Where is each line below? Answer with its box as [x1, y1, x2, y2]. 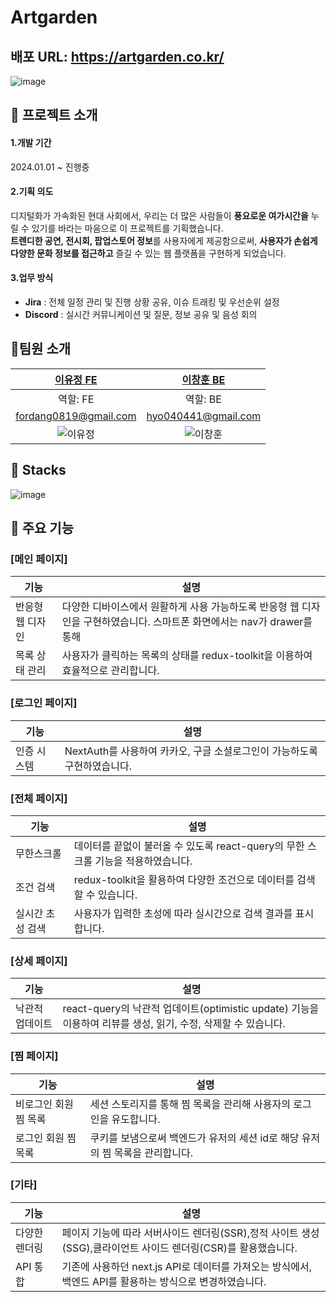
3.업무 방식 [10, 272, 54, 284]
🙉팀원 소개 [10, 341, 72, 358]
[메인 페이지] [10, 552, 68, 566]
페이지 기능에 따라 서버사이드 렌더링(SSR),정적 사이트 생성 [61, 1226, 320, 1240]
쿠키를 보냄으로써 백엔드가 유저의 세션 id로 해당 [89, 1131, 300, 1145]
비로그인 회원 [15, 1097, 74, 1111]
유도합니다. [111, 1112, 161, 1126]
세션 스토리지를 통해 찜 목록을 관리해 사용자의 [89, 1097, 291, 1111]
